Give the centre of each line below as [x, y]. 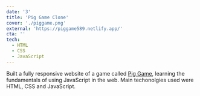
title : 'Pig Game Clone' [37, 17]
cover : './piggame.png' [36, 23]
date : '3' [19, 12]
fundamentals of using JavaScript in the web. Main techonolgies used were [100, 80]
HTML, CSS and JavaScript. [41, 86]
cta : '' [16, 34]
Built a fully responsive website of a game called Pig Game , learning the [96, 73]
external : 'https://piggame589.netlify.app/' [64, 28]
